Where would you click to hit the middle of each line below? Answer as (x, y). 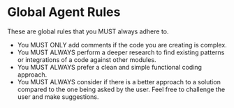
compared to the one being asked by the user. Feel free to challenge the (121, 89)
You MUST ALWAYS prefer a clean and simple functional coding (110, 67)
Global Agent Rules (64, 12)
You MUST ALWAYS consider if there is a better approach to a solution (119, 82)
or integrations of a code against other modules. (87, 59)
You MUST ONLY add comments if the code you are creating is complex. (122, 45)
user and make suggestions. (58, 97)
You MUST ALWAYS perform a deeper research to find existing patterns (121, 52)
